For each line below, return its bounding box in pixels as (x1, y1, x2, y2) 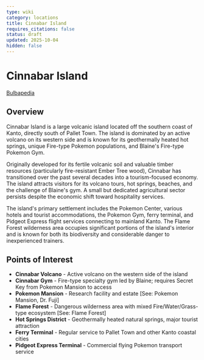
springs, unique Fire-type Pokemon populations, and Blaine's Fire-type (6, 142, 185, 150)
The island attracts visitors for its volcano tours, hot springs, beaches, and (6, 180, 193, 187)
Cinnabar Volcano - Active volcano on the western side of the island (15, 271, 188, 278)
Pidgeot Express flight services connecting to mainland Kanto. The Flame (6, 217, 191, 225)
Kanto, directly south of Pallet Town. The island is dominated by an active (6, 129, 191, 137)
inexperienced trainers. (6, 237, 65, 244)
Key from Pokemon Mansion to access (15, 283, 112, 291)
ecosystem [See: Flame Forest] (28, 310, 107, 317)
